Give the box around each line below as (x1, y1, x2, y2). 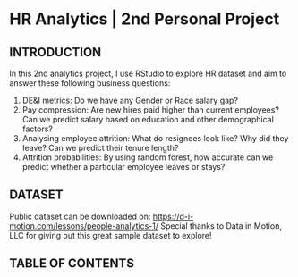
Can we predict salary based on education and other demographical (21, 114, 275, 124)
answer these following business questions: (9, 78, 171, 88)
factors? (21, 123, 54, 134)
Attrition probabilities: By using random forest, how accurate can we (21, 152, 274, 163)
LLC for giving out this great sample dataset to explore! (9, 230, 212, 240)
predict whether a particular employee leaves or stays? (21, 162, 226, 172)
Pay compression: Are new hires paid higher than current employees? (21, 105, 280, 115)
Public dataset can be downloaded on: (9, 211, 151, 222)
